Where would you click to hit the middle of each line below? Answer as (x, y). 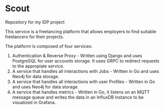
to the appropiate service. (38, 66)
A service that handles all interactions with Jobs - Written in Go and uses (85, 71)
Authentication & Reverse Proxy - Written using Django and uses (77, 55)
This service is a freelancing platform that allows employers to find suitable (81, 31)
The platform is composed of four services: (49, 46)
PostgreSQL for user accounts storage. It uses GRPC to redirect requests (86, 61)
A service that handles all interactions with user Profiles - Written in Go (83, 82)
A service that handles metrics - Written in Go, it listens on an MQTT (81, 92)
